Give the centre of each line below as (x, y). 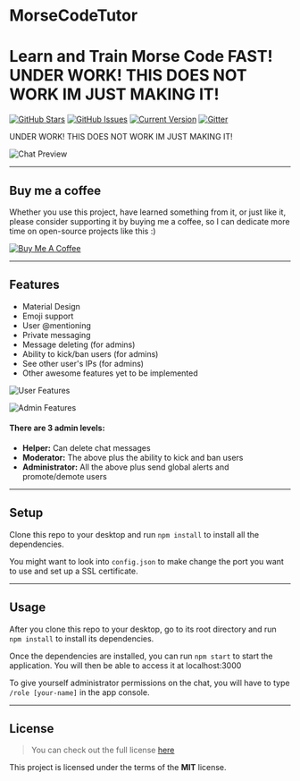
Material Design (51, 306)
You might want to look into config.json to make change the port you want (146, 561)
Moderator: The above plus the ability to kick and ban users (133, 457)
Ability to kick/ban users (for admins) (90, 353)
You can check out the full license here (103, 750)
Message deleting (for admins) (79, 344)
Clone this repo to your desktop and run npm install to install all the (134, 534)
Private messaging (56, 335)
